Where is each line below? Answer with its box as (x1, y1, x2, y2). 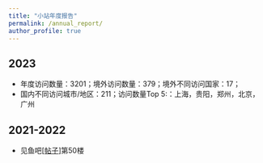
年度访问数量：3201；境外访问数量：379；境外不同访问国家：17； (19, 79, 241, 89)
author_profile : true (8, 27, 82, 35)
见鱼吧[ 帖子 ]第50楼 (19, 146, 85, 155)
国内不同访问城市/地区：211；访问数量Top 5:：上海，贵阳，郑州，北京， (19, 90, 260, 99)
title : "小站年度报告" (8, 11, 78, 20)
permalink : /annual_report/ (8, 19, 104, 27)
